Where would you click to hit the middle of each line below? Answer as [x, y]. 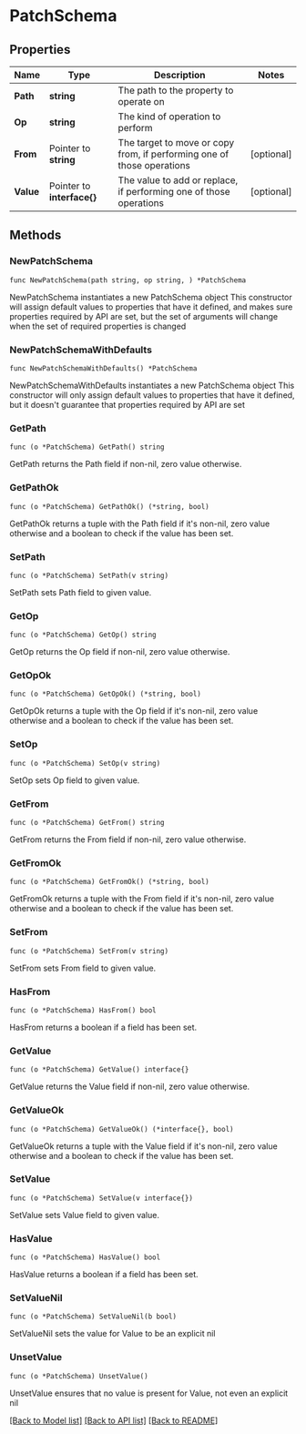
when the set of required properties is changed [98, 326]
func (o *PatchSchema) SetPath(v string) [89, 575]
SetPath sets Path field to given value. [81, 592]
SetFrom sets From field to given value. [83, 968]
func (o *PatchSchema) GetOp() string [83, 635]
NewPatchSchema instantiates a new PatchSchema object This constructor [151, 297]
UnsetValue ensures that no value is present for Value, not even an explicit [149, 1393]
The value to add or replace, [178, 180]
